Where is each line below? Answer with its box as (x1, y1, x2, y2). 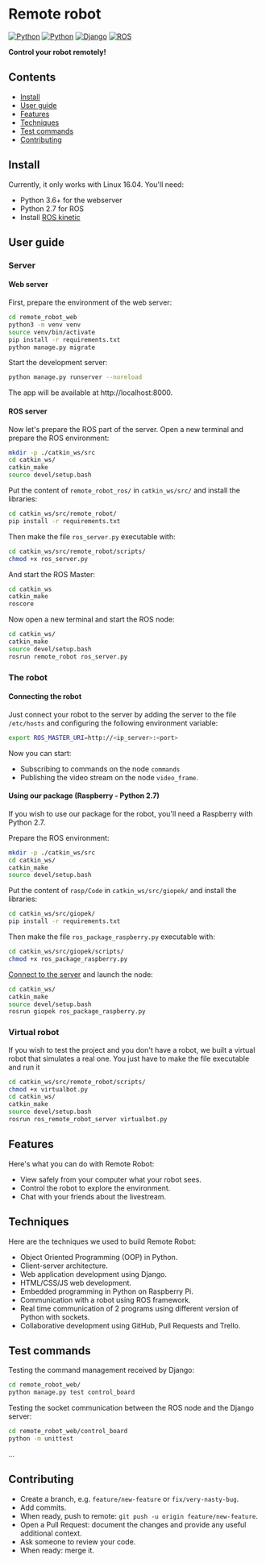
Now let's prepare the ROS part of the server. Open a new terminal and (8, 424, 243, 434)
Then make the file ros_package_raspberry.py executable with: (8, 932, 215, 942)
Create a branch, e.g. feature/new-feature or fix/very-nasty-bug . (19, 1494, 239, 1503)
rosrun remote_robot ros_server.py (8, 652, 128, 661)
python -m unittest (8, 1434, 74, 1443)
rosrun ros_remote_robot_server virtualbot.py (8, 1116, 168, 1124)
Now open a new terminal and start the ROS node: (8, 614, 175, 625)
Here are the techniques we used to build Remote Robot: (8, 1237, 197, 1246)
